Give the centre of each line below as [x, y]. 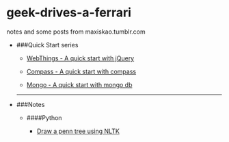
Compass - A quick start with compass [81, 71]
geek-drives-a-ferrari [69, 13]
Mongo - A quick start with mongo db [79, 84]
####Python [44, 117]
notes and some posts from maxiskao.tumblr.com [76, 32]
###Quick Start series [47, 45]
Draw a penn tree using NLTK [78, 131]
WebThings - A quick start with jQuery [80, 58]
